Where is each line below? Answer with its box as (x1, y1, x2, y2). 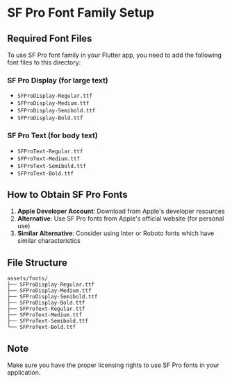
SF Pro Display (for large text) (7, 75, 109, 85)
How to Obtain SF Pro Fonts (7, 189, 129, 201)
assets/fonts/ (7, 275, 49, 282)
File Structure (7, 257, 67, 269)
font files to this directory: (7, 58, 81, 67)
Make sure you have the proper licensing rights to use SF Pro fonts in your (7, 361, 220, 369)
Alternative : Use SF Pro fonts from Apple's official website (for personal (17, 214, 224, 223)
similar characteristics (17, 237, 81, 245)
